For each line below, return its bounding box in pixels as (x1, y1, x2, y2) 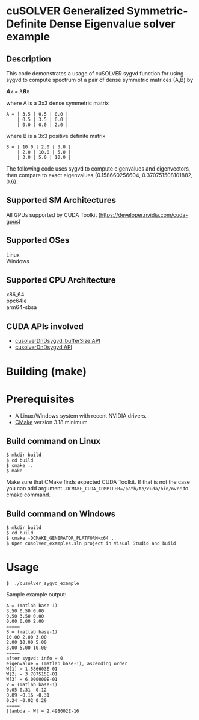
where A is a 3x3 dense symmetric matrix (6, 99, 109, 107)
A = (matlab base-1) (6, 603, 58, 609)
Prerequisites (6, 392, 75, 406)
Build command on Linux (6, 436, 101, 446)
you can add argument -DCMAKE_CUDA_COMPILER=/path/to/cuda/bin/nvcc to (6, 485, 189, 492)
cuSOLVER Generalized (6, 4, 125, 18)
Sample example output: (6, 590, 67, 598)
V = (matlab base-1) (6, 681, 58, 687)
